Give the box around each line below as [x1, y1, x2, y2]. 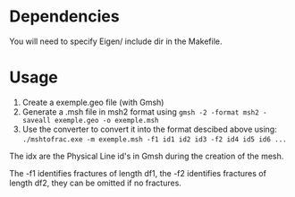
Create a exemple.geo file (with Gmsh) [21, 97, 164, 107]
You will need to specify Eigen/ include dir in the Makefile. [9, 36, 223, 47]
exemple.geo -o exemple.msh [55, 116, 159, 124]
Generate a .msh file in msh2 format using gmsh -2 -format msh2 [21, 106, 259, 117]
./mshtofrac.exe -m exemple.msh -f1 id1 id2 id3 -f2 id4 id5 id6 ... [21, 134, 288, 144]
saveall [21, 116, 51, 124]
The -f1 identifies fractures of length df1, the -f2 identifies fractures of [9, 167, 266, 178]
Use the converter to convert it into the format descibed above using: [21, 124, 277, 134]
